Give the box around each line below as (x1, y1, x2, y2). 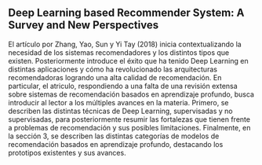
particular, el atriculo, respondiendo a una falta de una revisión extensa (8, 81, 238, 90)
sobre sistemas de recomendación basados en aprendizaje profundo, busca (8, 90, 255, 99)
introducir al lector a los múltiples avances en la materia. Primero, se (8, 97, 229, 107)
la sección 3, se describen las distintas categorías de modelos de (8, 131, 220, 141)
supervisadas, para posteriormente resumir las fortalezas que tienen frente (8, 114, 251, 124)
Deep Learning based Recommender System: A (8, 6, 245, 20)
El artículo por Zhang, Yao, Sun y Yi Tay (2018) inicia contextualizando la (8, 39, 242, 49)
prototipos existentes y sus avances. (8, 148, 127, 157)
